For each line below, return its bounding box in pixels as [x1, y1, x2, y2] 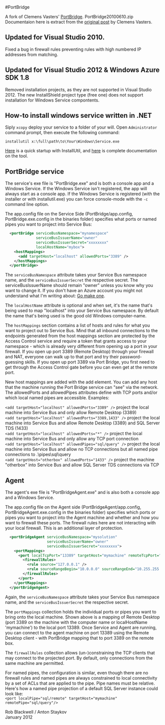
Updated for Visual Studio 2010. [5, 33, 105, 41]
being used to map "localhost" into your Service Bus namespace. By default [5, 308, 159, 313]
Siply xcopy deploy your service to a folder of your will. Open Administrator [5, 124, 157, 130]
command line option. [5, 202, 49, 207]
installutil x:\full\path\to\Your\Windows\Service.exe [5, 139, 120, 144]
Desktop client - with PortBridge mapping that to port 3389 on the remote [5, 635, 154, 641]
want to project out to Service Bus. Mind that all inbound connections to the [5, 328, 158, 334]
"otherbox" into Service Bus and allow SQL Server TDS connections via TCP [5, 462, 160, 468]
